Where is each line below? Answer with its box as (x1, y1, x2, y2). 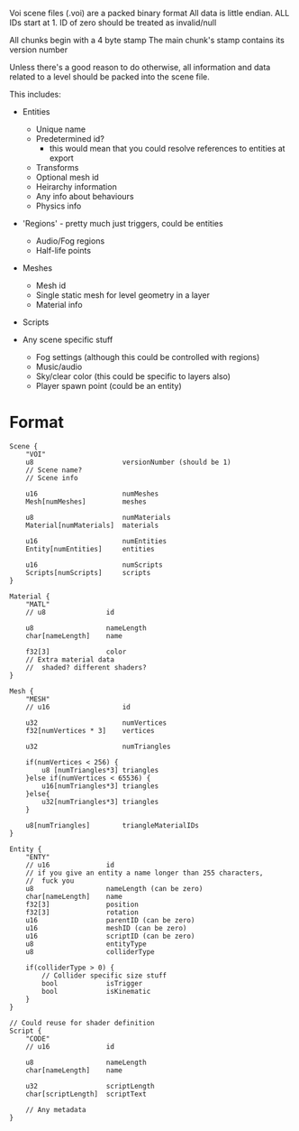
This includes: (9, 89, 61, 99)
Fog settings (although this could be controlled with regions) (35, 352, 260, 362)
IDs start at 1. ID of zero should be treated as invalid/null (9, 17, 217, 28)
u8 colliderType (25, 947, 155, 956)
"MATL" (25, 599, 50, 608)
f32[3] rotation (25, 907, 140, 917)
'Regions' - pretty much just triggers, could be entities (22, 218, 223, 228)
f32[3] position (25, 900, 140, 909)
